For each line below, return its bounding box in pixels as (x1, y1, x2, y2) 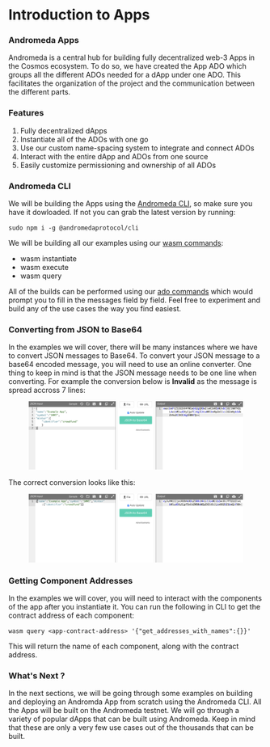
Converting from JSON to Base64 (8, 324, 143, 335)
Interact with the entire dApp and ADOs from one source (19, 151, 209, 161)
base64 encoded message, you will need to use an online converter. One (8, 360, 252, 369)
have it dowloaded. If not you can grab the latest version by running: (8, 208, 236, 217)
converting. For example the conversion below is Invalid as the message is (8, 377, 257, 386)
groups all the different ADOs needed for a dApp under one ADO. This (8, 70, 241, 80)
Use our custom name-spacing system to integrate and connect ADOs (19, 143, 255, 153)
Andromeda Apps (8, 35, 79, 46)
